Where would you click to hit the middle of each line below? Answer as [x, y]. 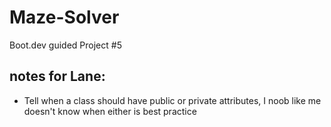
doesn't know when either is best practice [110, 111]
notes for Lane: [57, 76]
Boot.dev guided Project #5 [65, 45]
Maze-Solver [64, 17]
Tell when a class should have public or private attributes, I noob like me [172, 100]
